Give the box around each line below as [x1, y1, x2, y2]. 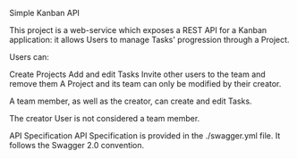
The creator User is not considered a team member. [9, 113, 200, 123]
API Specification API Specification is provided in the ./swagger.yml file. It [9, 130, 281, 141]
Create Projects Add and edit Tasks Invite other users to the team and [9, 69, 266, 79]
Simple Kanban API [9, 8, 81, 18]
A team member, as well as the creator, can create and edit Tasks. [9, 96, 252, 106]
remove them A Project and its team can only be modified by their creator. [9, 79, 282, 88]
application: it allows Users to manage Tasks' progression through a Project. [9, 35, 290, 45]
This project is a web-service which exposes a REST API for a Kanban [9, 25, 267, 35]
